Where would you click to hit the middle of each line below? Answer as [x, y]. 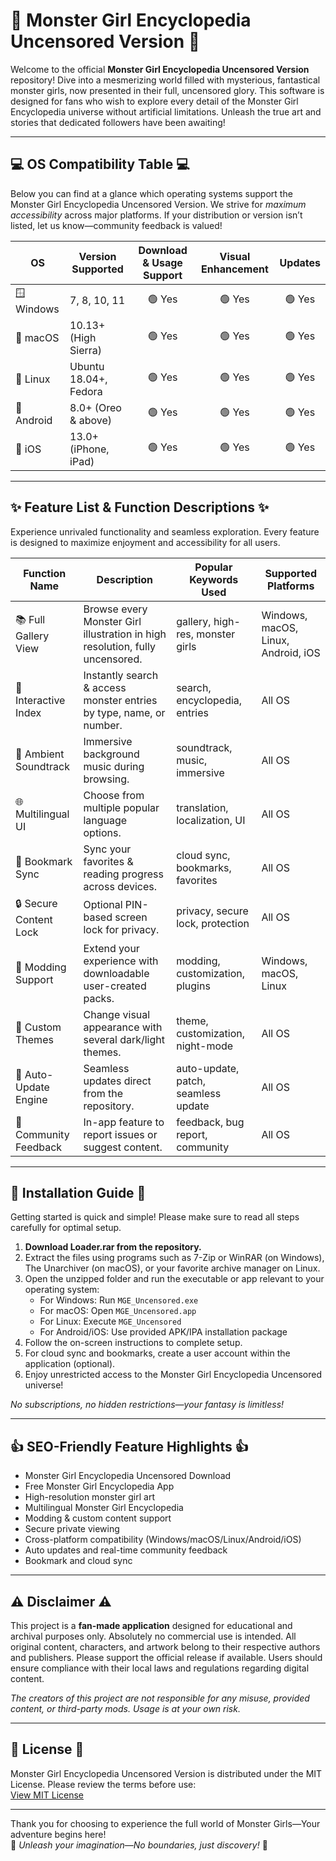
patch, [191, 1081]
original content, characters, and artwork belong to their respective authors [165, 1647]
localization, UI [211, 820]
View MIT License [47, 1795]
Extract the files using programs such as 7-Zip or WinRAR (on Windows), [174, 1258]
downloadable [116, 973]
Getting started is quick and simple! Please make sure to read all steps [155, 1217]
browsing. [106, 779]
